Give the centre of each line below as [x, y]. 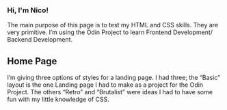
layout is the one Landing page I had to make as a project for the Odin [105, 85]
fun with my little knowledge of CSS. [58, 99]
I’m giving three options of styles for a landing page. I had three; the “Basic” [114, 78]
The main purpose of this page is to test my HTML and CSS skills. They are [113, 25]
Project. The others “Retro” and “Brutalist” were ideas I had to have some [110, 92]
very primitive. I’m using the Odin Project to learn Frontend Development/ [110, 32]
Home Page [32, 61]
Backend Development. [40, 40]
